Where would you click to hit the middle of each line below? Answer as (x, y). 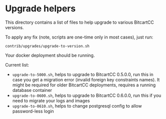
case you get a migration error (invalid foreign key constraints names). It (86, 79)
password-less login (33, 111)
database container (32, 90)
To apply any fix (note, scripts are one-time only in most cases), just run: (79, 37)
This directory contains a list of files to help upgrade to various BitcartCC (80, 22)
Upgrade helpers (40, 9)
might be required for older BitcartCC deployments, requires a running (84, 85)
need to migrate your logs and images (51, 100)
